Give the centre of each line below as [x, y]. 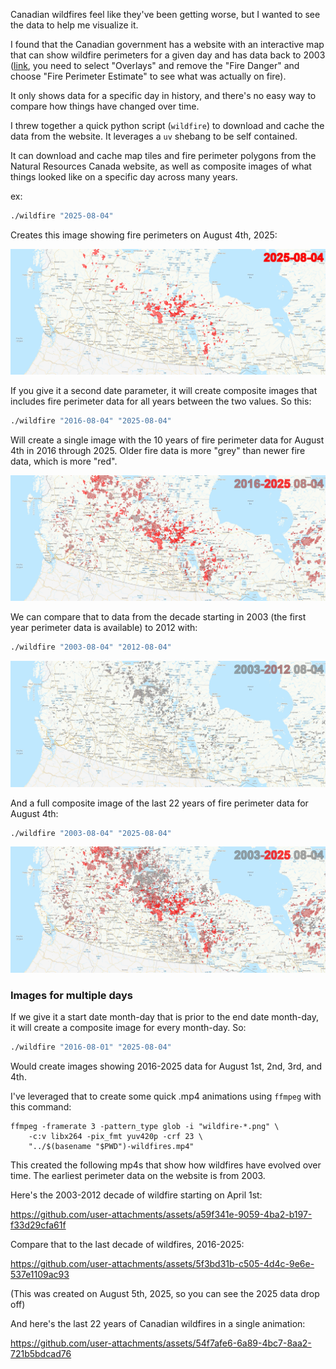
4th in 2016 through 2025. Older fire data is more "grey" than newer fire [158, 451]
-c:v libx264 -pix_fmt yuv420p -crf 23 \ [115, 1136]
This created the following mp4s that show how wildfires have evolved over [166, 1165]
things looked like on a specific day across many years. [124, 177]
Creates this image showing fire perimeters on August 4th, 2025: [144, 235]
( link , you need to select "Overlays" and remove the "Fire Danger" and [155, 65]
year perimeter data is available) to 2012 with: [104, 628]
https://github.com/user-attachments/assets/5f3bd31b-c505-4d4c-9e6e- [162, 1263]
